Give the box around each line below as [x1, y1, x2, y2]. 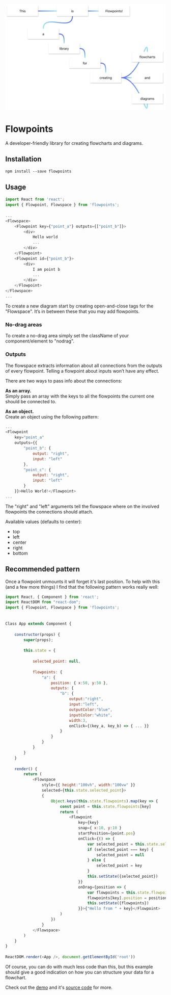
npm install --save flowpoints [5, 169, 72, 174]
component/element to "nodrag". [5, 338, 75, 344]
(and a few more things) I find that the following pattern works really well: [5, 584, 159, 590]
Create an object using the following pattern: [5, 413, 99, 420]
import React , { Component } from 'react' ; [5, 594, 99, 599]
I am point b [32, 267, 60, 272]
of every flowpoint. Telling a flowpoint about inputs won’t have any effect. [5, 368, 159, 374]
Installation [5, 155, 42, 164]
